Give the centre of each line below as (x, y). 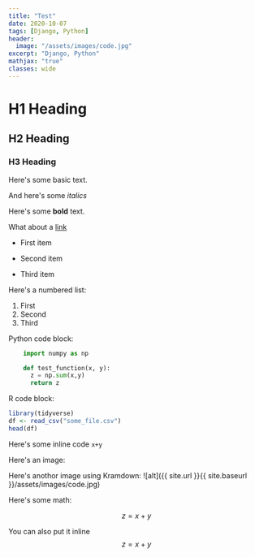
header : (22, 39)
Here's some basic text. (48, 179)
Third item (37, 274)
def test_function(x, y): (67, 368)
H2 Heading (39, 139)
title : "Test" (32, 16)
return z (45, 383)
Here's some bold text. (47, 211)
